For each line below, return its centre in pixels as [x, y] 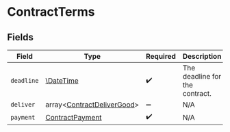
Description [202, 56]
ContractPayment [74, 117]
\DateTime [62, 81]
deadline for [202, 76]
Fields [21, 37]
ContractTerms [51, 12]
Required [161, 56]
